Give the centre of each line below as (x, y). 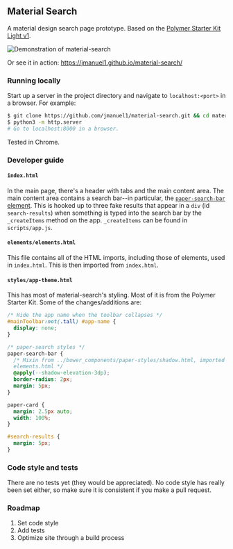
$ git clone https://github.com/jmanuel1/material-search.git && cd (108, 116)
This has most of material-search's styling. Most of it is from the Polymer (112, 295)
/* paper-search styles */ (46, 347)
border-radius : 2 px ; (43, 379)
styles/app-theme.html (40, 280)
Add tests (31, 530)
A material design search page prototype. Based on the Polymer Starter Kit (114, 28)
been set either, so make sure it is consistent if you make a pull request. (109, 490)
